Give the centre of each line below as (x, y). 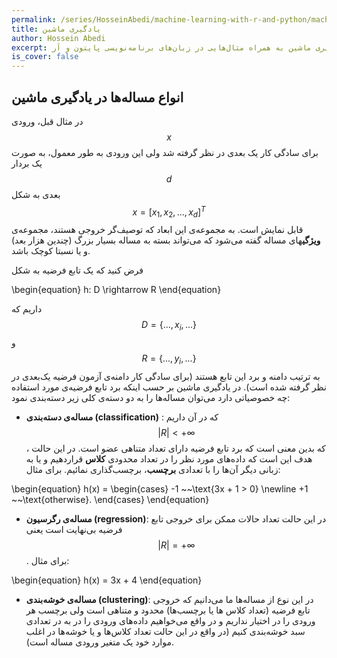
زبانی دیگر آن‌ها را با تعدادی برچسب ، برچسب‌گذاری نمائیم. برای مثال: (153, 469)
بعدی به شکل (36, 194)
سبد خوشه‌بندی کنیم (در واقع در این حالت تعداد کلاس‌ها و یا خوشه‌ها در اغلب (165, 631)
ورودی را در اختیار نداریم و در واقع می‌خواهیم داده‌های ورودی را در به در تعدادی (170, 620)
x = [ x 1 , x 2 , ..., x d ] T (169, 212)
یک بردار (27, 163)
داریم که (27, 309)
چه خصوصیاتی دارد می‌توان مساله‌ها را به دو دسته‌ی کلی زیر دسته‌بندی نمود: (151, 397)
